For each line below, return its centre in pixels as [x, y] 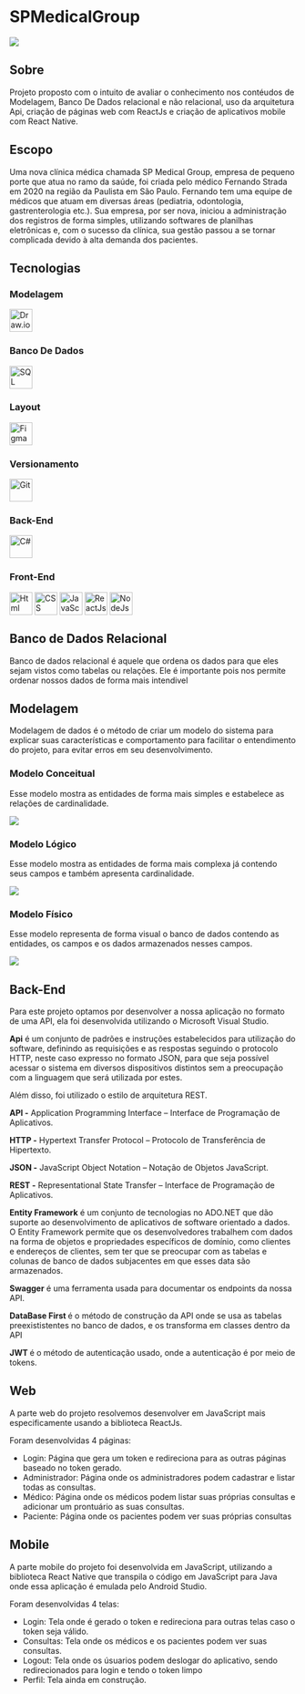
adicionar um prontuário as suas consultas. [103, 1506]
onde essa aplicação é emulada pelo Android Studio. [108, 1586]
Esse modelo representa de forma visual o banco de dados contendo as [144, 934]
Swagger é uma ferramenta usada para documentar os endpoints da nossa [151, 1288]
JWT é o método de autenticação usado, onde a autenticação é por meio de [152, 1353]
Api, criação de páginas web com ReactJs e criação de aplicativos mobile [148, 111]
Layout [25, 408]
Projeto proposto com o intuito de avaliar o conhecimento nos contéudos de [152, 92]
